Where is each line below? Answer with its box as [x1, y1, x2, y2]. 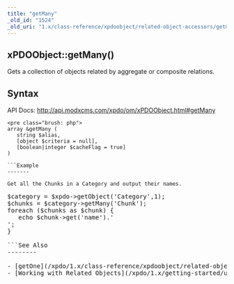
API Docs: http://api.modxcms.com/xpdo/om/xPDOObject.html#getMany [7, 106, 216, 114]
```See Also [7, 242, 48, 249]
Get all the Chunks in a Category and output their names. [7, 180, 182, 187]
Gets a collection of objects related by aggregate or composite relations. [7, 68, 214, 76]
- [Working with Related [7, 269, 92, 277]
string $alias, [16, 132, 61, 139]
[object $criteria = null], [16, 138, 98, 145]
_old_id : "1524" [7, 17, 54, 24]
